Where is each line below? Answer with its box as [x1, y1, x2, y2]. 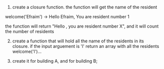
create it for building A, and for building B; [12, 58, 98, 64]
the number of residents [5, 29, 54, 34]
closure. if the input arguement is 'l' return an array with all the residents [12, 43, 160, 49]
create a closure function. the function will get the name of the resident [12, 4, 157, 10]
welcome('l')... [12, 49, 42, 54]
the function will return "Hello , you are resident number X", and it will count [5, 23, 159, 29]
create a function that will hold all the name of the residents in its [12, 38, 144, 44]
